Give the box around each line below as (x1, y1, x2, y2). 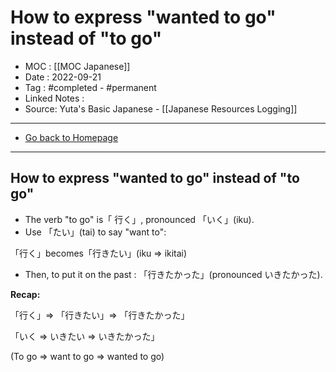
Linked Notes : (24, 92, 85, 104)
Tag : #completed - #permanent (24, 81, 157, 93)
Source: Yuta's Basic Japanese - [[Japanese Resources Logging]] (24, 102, 298, 115)
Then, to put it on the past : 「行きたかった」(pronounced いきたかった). (24, 268, 323, 280)
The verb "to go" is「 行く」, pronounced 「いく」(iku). (24, 213, 255, 225)
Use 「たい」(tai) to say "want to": (24, 226, 167, 238)
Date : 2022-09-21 (24, 71, 102, 83)
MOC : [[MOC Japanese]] (24, 60, 131, 72)
